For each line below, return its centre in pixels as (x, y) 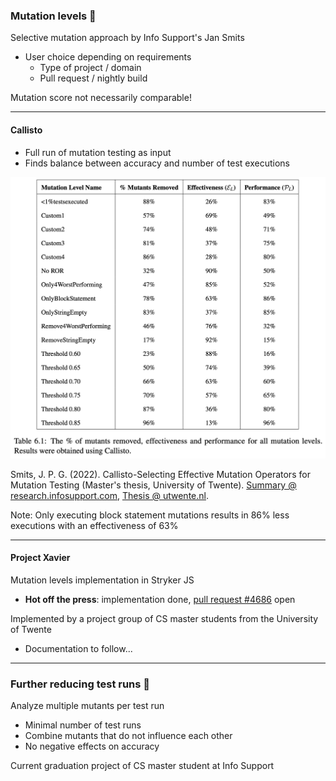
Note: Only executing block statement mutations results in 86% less (150, 515)
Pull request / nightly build (93, 78)
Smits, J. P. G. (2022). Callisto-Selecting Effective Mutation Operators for (160, 474)
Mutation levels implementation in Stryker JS (102, 580)
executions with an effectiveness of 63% (94, 525)
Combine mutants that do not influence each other (128, 736)
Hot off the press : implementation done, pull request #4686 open (160, 600)
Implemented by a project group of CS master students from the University (164, 619)
